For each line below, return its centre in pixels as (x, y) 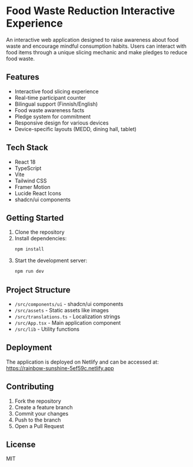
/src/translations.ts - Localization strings (67, 316)
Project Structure (38, 290)
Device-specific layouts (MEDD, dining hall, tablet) (76, 129)
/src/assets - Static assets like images (61, 310)
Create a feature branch (44, 407)
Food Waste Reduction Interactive (91, 11)
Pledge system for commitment (53, 116)
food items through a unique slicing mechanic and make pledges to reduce (97, 52)
